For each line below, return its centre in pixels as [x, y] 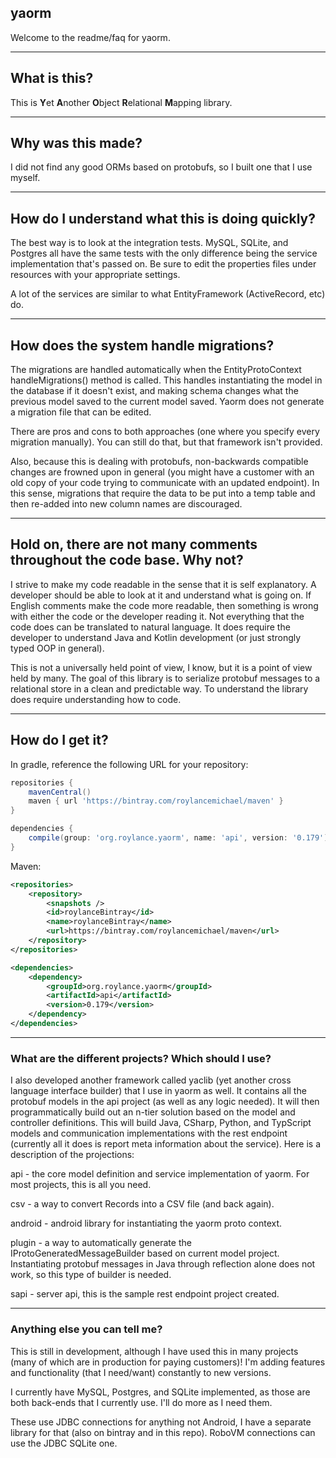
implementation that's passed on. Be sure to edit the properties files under [163, 264]
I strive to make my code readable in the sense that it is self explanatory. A [163, 584]
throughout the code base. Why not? [127, 560]
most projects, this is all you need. [81, 1185]
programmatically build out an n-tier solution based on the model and [153, 1112]
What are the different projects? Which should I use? [141, 1058]
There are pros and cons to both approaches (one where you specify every [165, 432]
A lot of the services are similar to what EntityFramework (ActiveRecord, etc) [168, 294]
